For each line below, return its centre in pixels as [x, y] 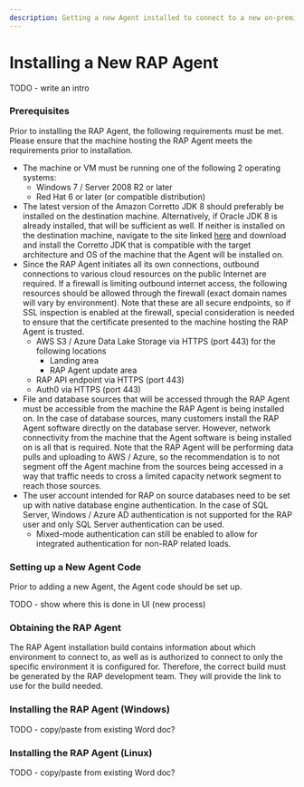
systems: [39, 177]
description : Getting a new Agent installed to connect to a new [135, 18]
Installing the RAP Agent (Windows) [90, 710]
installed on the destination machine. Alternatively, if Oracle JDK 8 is [150, 216]
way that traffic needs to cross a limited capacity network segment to [152, 476]
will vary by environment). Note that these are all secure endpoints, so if [157, 302]
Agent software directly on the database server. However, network [147, 428]
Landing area [74, 360]
